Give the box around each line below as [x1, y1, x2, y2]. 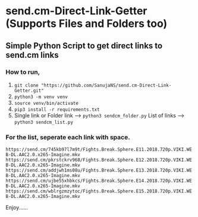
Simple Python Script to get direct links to [5, 41, 163, 51]
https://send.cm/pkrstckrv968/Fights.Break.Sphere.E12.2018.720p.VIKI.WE [5, 157, 193, 163]
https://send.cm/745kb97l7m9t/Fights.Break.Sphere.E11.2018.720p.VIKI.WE [5, 147, 193, 153]
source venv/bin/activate [14, 100, 78, 106]
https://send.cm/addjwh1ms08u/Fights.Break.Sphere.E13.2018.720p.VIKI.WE [5, 168, 193, 173]
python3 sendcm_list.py [14, 119, 74, 125]
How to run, [5, 67, 40, 76]
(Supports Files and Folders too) [5, 17, 168, 30]
